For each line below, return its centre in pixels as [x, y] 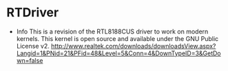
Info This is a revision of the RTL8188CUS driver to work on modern [112, 31]
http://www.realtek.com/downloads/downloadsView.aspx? [133, 46]
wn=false [30, 60]
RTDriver [33, 13]
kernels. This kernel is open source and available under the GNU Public [117, 38]
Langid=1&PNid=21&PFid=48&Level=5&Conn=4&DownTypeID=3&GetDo [118, 53]
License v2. [33, 46]
